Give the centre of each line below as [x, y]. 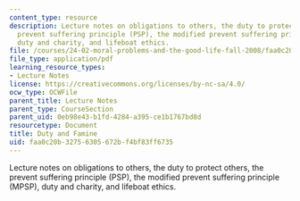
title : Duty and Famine [54, 134]
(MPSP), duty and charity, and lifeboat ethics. [93, 186]
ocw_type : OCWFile [43, 92]
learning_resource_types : [57, 68]
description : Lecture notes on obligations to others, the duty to [137, 26]
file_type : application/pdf [62, 59]
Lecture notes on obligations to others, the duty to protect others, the [137, 167]
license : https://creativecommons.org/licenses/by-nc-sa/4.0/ [127, 84]
